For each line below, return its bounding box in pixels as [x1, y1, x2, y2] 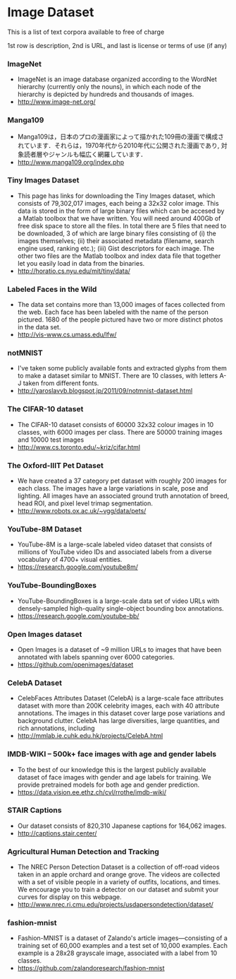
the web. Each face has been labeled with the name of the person [17, 308, 209, 317]
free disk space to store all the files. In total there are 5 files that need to [17, 221, 227, 230]
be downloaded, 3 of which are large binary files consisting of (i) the [17, 229, 216, 238]
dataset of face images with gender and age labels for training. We [17, 773, 211, 781]
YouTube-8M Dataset [7, 524, 82, 534]
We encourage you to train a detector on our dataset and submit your [17, 885, 219, 894]
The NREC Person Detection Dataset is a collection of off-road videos [17, 863, 220, 872]
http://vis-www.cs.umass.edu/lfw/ [17, 330, 117, 339]
